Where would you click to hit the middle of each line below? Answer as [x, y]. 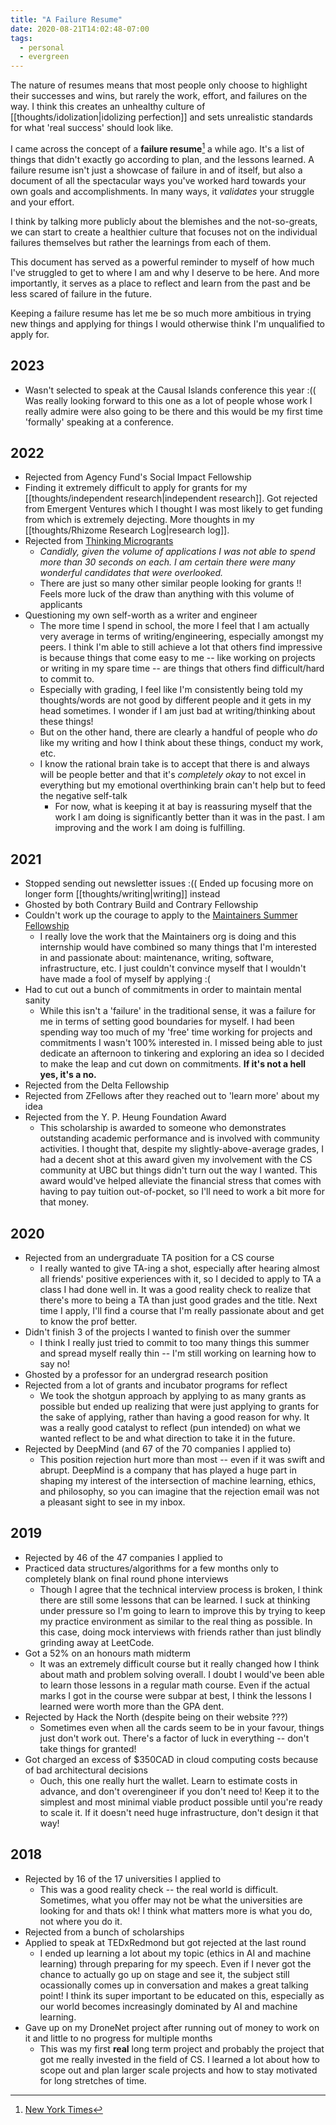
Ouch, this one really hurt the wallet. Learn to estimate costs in [168, 1780]
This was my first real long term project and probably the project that [182, 2048]
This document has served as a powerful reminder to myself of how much [162, 262]
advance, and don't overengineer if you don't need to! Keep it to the [179, 1791]
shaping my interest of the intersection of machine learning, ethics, [178, 1481]
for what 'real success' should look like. [92, 128]
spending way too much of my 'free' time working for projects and [176, 1032]
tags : [21, 38]
